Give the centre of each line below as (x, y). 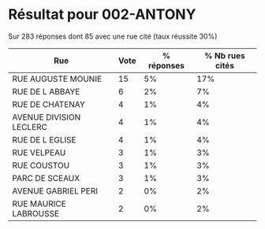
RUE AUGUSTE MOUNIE (57, 79)
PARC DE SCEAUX (46, 178)
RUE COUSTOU (41, 165)
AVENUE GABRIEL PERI (55, 190)
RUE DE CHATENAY (49, 104)
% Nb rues (225, 55)
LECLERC (30, 127)
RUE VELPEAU (39, 153)
